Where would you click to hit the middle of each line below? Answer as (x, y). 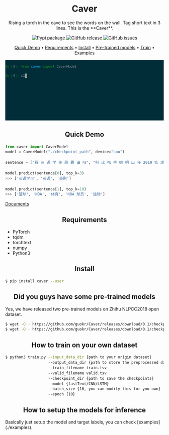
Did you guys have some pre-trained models (84, 297)
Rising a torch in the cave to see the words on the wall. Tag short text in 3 (84, 23)
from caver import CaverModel (37, 147)
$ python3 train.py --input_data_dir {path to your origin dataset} (78, 357)
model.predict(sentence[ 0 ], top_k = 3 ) (45, 173)
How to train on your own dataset (84, 345)
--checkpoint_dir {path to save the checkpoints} (101, 378)
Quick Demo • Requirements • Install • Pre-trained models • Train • (84, 47)
